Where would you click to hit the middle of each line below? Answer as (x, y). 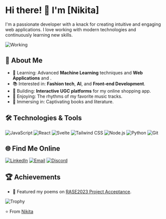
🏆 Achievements (33, 177)
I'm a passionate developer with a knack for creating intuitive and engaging (83, 24)
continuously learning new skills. (39, 35)
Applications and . (32, 78)
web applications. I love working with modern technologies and (71, 29)
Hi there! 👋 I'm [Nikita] (52, 10)
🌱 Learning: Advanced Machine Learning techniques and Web (78, 72)
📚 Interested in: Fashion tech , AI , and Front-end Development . (79, 84)
